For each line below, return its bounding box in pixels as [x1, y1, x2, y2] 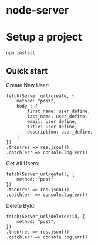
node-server [6, 4, 69, 17]
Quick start [6, 66, 48, 76]
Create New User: [6, 81, 50, 88]
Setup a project [6, 31, 82, 44]
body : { [16, 103, 38, 109]
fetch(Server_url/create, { [6, 92, 75, 99]
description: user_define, [27, 129, 93, 135]
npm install [6, 50, 35, 56]
